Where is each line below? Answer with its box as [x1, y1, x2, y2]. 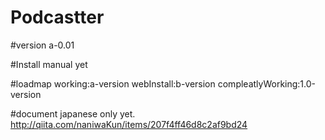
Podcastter [10, 6, 105, 29]
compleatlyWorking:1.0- [217, 77, 316, 90]
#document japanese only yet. [10, 107, 136, 120]
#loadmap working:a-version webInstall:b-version [10, 77, 216, 90]
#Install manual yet [10, 58, 88, 70]
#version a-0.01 [10, 39, 75, 51]
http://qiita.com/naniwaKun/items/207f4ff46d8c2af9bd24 [10, 118, 248, 130]
